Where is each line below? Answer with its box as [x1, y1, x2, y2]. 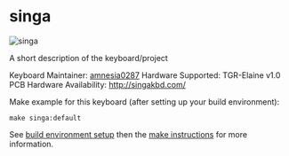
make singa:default [9, 113, 82, 122]
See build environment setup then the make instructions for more [9, 129, 247, 139]
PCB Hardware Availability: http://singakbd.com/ [9, 79, 187, 90]
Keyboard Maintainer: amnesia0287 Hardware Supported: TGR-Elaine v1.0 [9, 69, 281, 81]
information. [9, 138, 54, 149]
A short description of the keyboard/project [9, 52, 169, 63]
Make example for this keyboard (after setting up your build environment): [9, 96, 280, 107]
